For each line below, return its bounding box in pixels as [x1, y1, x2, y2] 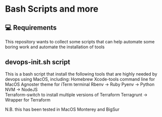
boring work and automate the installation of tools [5, 44, 105, 50]
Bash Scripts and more [5, 3, 99, 15]
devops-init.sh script [5, 58, 71, 66]
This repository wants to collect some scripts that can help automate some [5, 39, 155, 44]
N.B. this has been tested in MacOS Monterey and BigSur [5, 106, 120, 112]
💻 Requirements [5, 23, 57, 32]
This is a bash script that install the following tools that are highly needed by [5, 71, 158, 77]
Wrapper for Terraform [5, 97, 51, 103]
